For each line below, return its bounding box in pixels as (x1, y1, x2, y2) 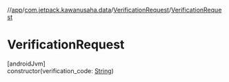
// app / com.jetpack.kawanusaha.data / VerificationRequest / (7, 6, 172, 14)
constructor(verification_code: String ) (7, 66, 114, 74)
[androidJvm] (7, 59, 46, 68)
